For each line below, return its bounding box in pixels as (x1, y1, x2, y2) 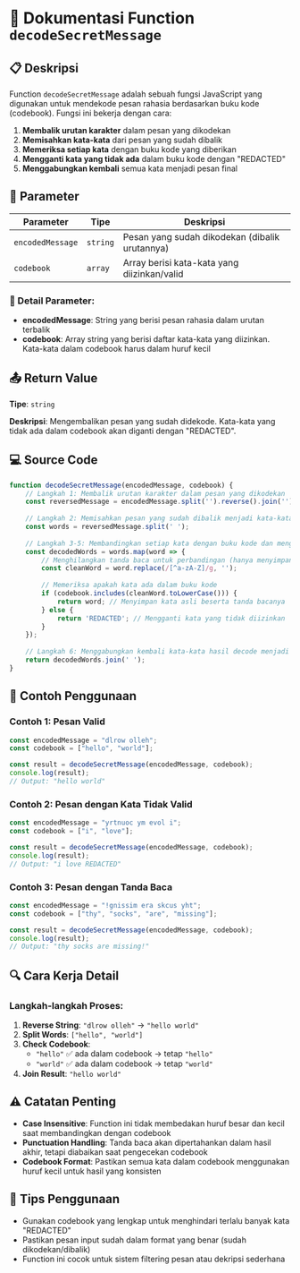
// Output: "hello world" (9, 777, 105, 786)
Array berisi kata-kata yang (122, 256, 239, 269)
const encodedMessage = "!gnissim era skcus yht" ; (9, 901, 202, 910)
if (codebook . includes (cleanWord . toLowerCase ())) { (41, 589, 238, 598)
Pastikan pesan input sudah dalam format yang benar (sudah (21, 1235, 247, 1245)
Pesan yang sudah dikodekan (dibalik (122, 230, 279, 243)
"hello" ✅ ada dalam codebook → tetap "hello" (35, 1047, 213, 1059)
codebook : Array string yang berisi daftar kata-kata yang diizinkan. (21, 334, 271, 345)
